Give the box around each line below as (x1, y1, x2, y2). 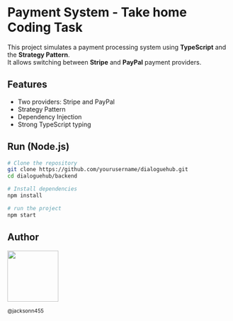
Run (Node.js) (7, 141, 69, 153)
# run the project (7, 205, 62, 212)
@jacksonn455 (7, 307, 44, 315)
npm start (7, 211, 37, 219)
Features (7, 79, 47, 91)
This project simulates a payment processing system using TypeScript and (7, 43, 227, 51)
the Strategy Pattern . (7, 50, 70, 59)
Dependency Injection (17, 112, 82, 121)
